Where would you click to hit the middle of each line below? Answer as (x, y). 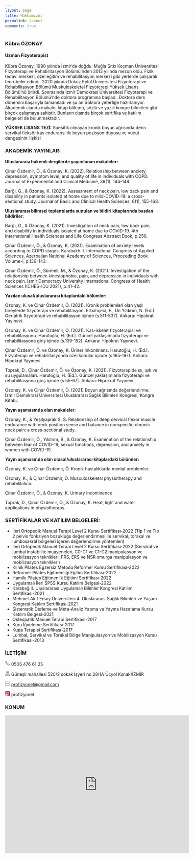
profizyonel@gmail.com (35, 685)
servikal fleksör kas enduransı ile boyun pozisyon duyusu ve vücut (72, 133)
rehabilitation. (19, 483)
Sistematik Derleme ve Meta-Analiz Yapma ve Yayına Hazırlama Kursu (83, 609)
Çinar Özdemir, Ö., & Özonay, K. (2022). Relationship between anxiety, (76, 171)
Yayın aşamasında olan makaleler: (40, 410)
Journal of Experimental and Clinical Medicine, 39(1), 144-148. (68, 181)
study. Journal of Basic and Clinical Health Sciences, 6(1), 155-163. (92, 201)
